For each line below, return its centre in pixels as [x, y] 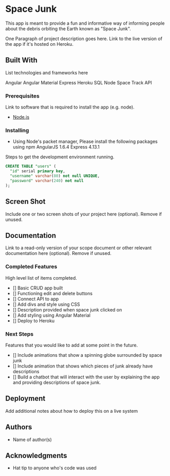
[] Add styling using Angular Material [52, 315]
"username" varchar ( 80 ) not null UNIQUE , [55, 176]
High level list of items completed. [41, 278]
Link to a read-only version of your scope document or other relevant [79, 248]
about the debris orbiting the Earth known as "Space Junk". [68, 28]
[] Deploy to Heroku [34, 321]
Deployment [25, 399]
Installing [17, 130]
